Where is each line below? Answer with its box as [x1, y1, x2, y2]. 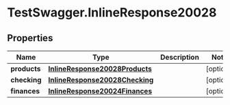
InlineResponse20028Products [48, 64, 152, 73]
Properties [7, 32, 53, 44]
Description [159, 53, 200, 62]
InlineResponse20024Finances [48, 86, 153, 95]
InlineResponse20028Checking [48, 75, 154, 84]
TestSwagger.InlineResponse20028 [7, 5, 217, 21]
